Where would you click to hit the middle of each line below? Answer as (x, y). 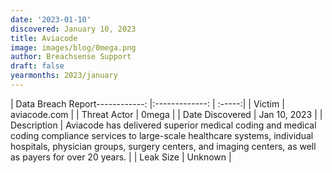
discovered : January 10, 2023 (73, 29)
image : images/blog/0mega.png (73, 47)
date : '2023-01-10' (51, 19)
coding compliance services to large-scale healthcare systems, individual (162, 135)
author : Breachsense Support (71, 57)
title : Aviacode (44, 38)
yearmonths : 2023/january (64, 76)
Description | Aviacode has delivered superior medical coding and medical (163, 125)
